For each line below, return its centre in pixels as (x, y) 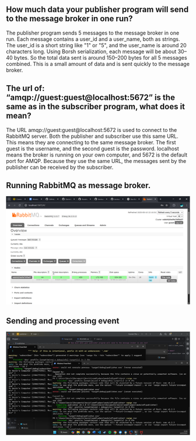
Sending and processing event (63, 321)
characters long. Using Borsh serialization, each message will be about (91, 51)
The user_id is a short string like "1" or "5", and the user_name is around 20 (96, 45)
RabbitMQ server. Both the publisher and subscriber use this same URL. (92, 136)
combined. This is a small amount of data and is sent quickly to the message (98, 64)
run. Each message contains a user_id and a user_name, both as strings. (93, 39)
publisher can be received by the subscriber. (60, 167)
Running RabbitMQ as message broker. (78, 185)
